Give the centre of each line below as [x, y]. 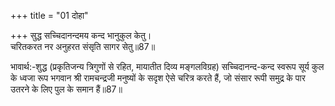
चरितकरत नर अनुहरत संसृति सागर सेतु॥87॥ [83, 46]
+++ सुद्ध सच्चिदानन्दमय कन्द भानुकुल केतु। [81, 35]
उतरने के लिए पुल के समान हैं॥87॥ [66, 89]
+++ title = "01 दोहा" [49, 15]
